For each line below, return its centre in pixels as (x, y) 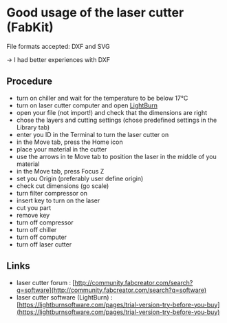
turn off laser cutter (44, 244)
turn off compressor (45, 222)
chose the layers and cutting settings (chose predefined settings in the (117, 120)
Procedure (30, 82)
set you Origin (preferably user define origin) (80, 178)
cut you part (34, 207)
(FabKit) (30, 27)
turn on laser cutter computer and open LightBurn (87, 105)
